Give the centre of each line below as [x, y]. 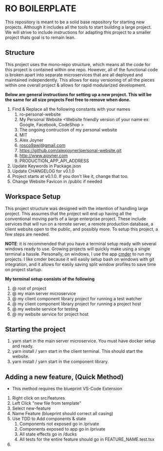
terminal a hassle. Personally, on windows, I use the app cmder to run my [78, 254]
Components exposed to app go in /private [62, 429]
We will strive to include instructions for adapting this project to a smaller [78, 32]
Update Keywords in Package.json [46, 166]
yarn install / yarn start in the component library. [60, 362]
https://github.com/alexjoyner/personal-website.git [70, 150]
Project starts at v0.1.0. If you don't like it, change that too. [70, 176]
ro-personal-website [40, 114]
